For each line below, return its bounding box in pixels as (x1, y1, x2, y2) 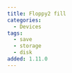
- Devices (13, 23, 42, 30)
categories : (7, 17, 42, 24)
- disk (13, 49, 33, 56)
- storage (13, 42, 42, 49)
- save (13, 36, 33, 43)
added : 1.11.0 (7, 56, 48, 63)
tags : (7, 29, 23, 37)
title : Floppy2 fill (7, 10, 67, 17)
